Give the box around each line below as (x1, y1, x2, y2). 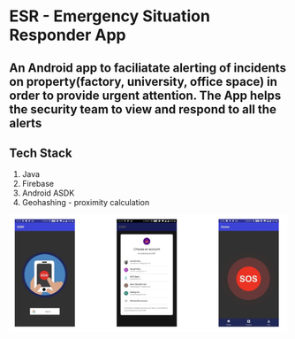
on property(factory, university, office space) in (9, 73, 278, 89)
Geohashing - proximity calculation (21, 197, 150, 208)
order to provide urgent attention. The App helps (9, 88, 282, 103)
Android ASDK (21, 188, 75, 198)
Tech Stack (9, 145, 72, 160)
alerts (9, 115, 42, 130)
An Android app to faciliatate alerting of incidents (9, 60, 287, 75)
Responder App (9, 25, 126, 45)
